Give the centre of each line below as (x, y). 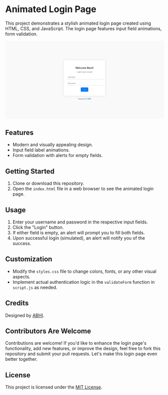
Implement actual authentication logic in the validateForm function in (83, 282)
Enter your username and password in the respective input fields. (80, 222)
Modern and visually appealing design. (53, 145)
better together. (21, 359)
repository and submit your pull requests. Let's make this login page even (81, 354)
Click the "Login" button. (38, 227)
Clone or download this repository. (48, 183)
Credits (17, 303)
